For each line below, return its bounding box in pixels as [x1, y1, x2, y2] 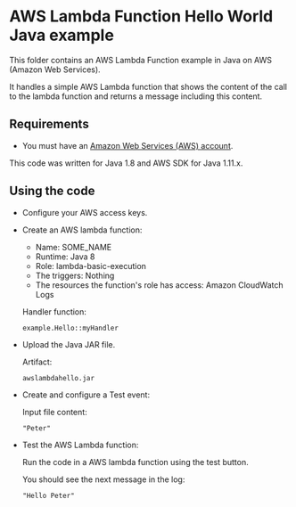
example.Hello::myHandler [21, 323, 119, 332]
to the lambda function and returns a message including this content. [9, 91, 263, 102]
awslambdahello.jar [21, 373, 95, 382]
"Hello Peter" [21, 491, 75, 500]
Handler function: [21, 306, 87, 317]
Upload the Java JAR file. [21, 339, 116, 349]
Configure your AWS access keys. [21, 207, 148, 217]
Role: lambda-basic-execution [35, 260, 147, 271]
